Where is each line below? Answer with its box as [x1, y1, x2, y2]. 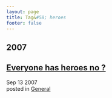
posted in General [6, 85, 51, 92]
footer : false [6, 20, 42, 26]
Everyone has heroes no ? [6, 63, 106, 73]
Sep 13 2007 [6, 79, 38, 86]
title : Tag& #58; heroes [6, 14, 67, 20]
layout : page [6, 8, 39, 15]
